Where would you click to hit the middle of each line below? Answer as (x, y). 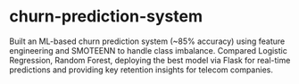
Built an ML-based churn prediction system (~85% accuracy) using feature (147, 41)
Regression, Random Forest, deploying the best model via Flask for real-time (150, 60)
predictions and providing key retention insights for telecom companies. (141, 70)
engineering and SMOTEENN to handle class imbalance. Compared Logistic (148, 50)
